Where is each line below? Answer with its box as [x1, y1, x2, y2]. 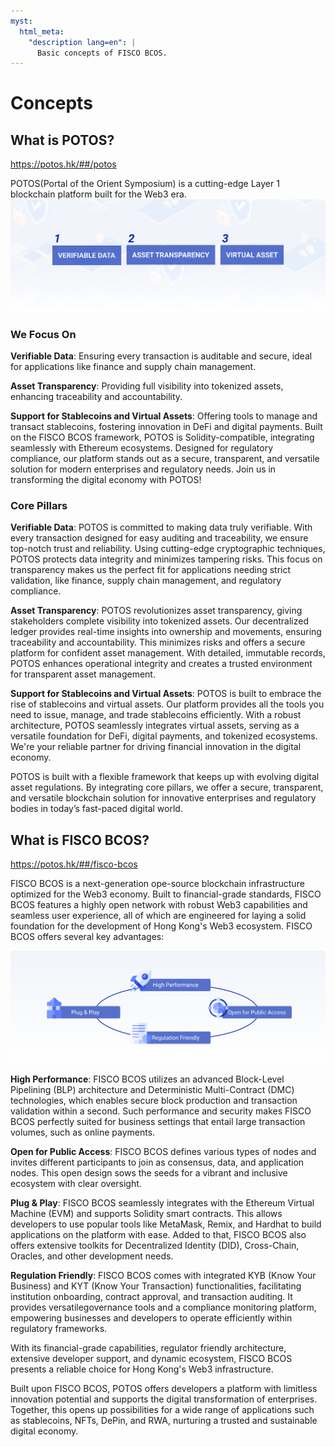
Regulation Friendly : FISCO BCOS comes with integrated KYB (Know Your [10, 1269, 317, 1281]
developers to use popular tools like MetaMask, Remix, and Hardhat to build [10, 1218, 322, 1230]
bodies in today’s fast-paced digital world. [10, 803, 183, 815]
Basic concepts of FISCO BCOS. [36, 48, 168, 58]
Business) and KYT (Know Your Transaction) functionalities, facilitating [10, 1280, 302, 1292]
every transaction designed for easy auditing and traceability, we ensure [10, 532, 309, 544]
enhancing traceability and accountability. [10, 391, 183, 403]
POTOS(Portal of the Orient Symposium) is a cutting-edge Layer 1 [10, 178, 280, 190]
